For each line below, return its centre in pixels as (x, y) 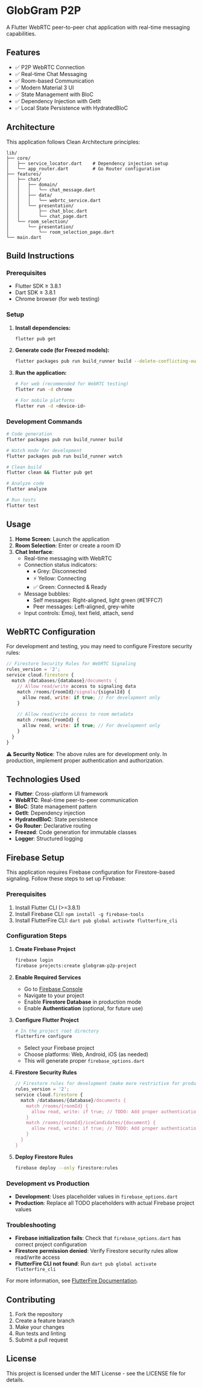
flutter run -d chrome (43, 390)
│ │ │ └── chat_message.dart (51, 190)
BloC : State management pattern (56, 807)
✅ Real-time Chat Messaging (51, 74)
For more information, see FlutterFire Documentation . (72, 1281)
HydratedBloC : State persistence (56, 820)
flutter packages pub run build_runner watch (64, 456)
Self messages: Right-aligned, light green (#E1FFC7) (98, 600)
